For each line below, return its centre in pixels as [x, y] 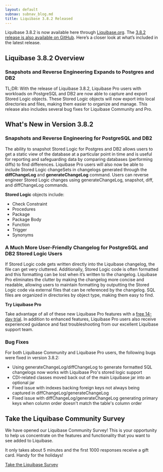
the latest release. [23, 43]
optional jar [23, 383]
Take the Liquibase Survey [32, 465]
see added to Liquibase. [29, 441]
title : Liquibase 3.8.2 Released [39, 18]
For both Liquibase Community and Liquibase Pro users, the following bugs [80, 352]
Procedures [24, 209]
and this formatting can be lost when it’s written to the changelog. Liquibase [81, 275]
